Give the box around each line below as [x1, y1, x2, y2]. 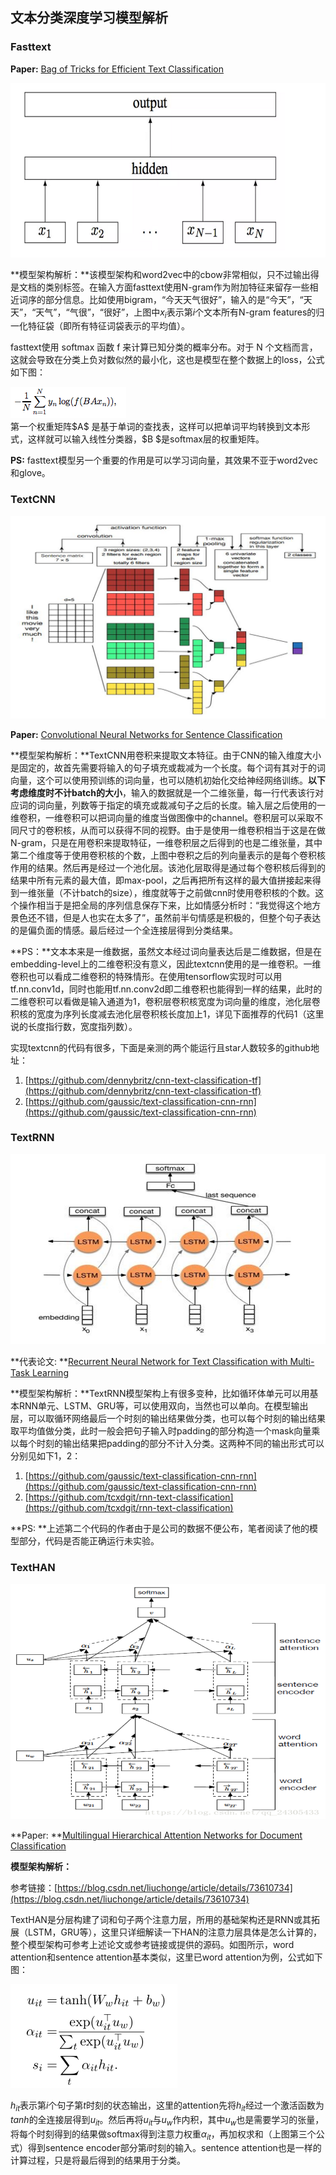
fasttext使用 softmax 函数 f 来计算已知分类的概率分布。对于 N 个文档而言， [10, 341, 318, 353]
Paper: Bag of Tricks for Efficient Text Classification [10, 63, 225, 75]
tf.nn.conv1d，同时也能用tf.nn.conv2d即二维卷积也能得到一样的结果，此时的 [10, 983, 323, 995]
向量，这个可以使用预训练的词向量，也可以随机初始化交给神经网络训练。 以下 [10, 774, 326, 786]
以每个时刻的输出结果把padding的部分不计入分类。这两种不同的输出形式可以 [10, 1438, 325, 1450]
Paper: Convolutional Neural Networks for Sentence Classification [10, 728, 283, 740]
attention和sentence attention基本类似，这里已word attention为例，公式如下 [10, 1951, 323, 1963]
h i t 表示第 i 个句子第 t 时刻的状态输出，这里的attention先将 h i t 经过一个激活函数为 [10, 2099, 325, 2113]
